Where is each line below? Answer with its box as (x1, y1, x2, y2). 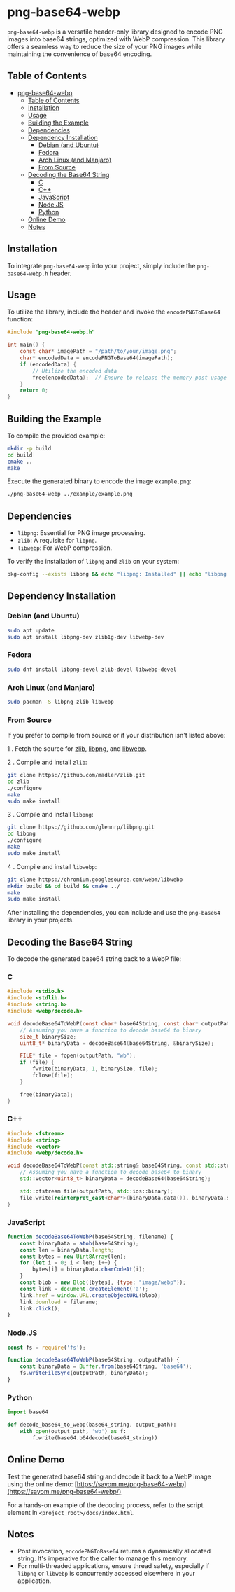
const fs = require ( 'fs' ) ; (7, 1344, 86, 1351)
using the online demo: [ (7, 1479, 78, 1488)
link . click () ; (20, 1305, 61, 1312)
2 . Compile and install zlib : (7, 758, 87, 767)
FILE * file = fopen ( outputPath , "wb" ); (20, 1052, 136, 1060)
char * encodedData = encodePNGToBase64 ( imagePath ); (20, 354, 173, 361)
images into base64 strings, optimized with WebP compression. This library (7, 34, 225, 43)
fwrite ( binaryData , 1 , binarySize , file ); (32, 1065, 158, 1072)
